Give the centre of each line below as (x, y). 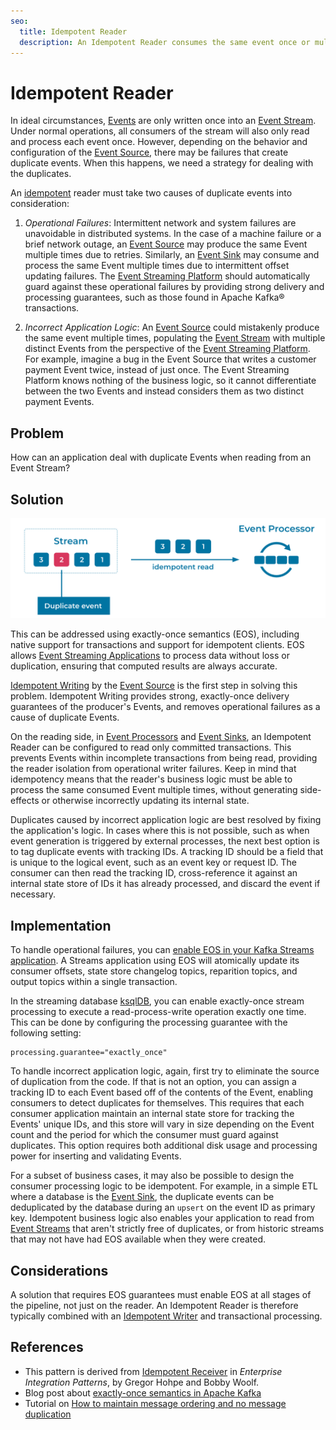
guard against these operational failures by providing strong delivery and (174, 287)
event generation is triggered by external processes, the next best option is (165, 841)
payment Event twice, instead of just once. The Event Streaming (157, 370)
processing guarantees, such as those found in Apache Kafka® (154, 297)
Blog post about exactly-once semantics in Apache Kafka (143, 1392)
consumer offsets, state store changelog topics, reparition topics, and (154, 971)
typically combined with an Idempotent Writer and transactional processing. (166, 1316)
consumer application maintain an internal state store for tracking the (152, 1114)
